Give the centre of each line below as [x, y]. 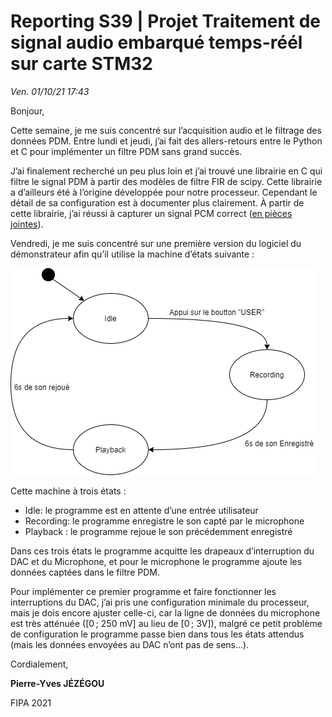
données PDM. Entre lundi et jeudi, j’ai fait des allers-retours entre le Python [166, 141]
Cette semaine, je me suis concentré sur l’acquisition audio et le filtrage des [166, 130]
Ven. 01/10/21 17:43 [50, 91]
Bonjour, [27, 111]
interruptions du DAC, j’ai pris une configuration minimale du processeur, [160, 602]
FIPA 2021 [31, 702]
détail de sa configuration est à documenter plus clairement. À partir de [157, 202]
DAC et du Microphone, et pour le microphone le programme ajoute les [156, 561]
